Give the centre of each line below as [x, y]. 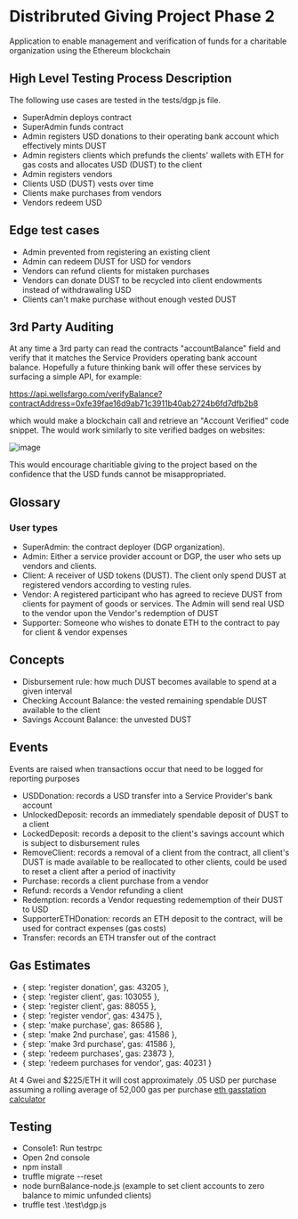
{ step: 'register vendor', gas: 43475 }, [92, 1015]
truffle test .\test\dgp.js [64, 1205]
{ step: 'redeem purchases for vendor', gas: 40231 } [117, 1062]
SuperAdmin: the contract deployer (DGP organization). [123, 547]
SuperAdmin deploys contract [77, 117]
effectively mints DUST [64, 145]
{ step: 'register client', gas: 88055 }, [89, 1006]
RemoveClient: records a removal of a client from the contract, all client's [156, 852]
